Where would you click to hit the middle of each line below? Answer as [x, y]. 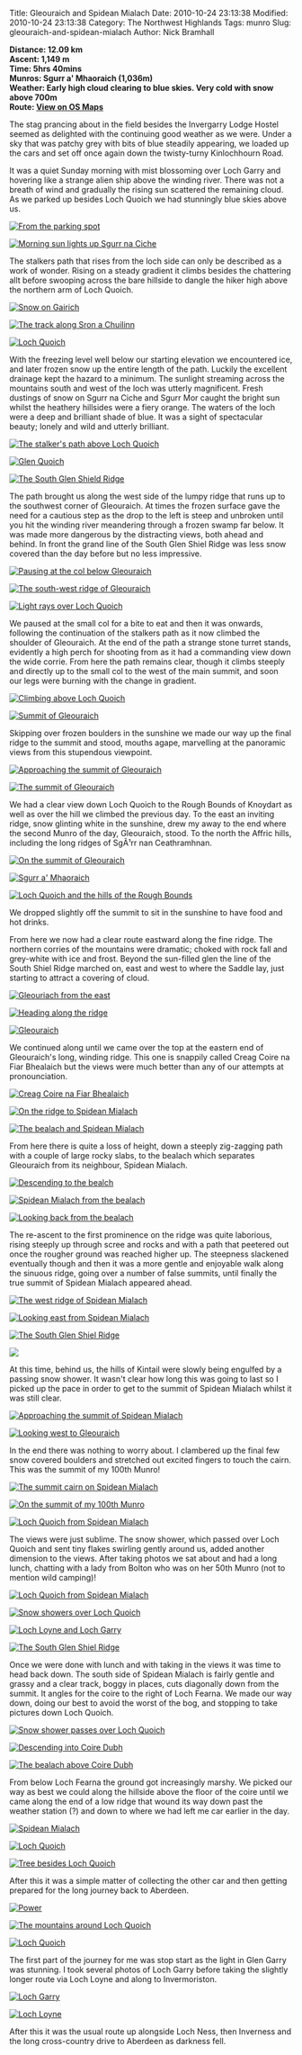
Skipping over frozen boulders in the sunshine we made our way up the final [151, 733]
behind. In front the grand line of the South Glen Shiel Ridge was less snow [148, 544]
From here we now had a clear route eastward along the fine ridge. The [141, 939]
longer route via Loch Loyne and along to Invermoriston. [113, 1979]
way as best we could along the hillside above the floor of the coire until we [149, 1792]
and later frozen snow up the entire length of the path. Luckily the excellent [148, 369]
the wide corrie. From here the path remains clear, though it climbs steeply [147, 662]
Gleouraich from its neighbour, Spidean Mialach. [99, 1165]
